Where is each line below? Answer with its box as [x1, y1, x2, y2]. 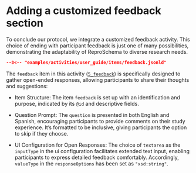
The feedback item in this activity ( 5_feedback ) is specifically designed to [6, 70, 181, 77]
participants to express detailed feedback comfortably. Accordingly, [14, 154, 179, 161]
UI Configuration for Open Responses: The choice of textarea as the [14, 141, 181, 148]
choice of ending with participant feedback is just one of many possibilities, [6, 42, 189, 49]
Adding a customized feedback [6, 4, 161, 18]
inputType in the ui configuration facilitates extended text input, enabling [14, 147, 190, 154]
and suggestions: [6, 82, 48, 89]
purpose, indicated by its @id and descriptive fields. [14, 100, 139, 107]
